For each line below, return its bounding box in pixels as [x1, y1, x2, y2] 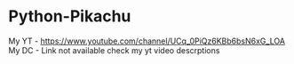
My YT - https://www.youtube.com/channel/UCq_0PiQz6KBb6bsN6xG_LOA [8, 36, 286, 46]
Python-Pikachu [8, 6, 131, 27]
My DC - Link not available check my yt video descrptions [8, 44, 220, 55]
